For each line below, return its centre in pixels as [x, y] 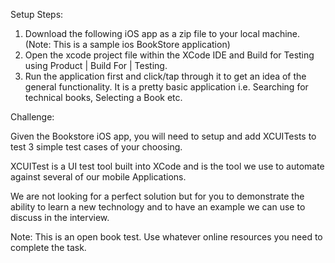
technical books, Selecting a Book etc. [103, 97]
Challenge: [32, 117]
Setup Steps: [37, 14]
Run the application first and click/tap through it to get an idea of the [165, 76]
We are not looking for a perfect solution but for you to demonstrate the [157, 196]
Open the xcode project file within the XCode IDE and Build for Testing [169, 55]
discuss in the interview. [60, 217]
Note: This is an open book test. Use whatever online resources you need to [166, 237]
